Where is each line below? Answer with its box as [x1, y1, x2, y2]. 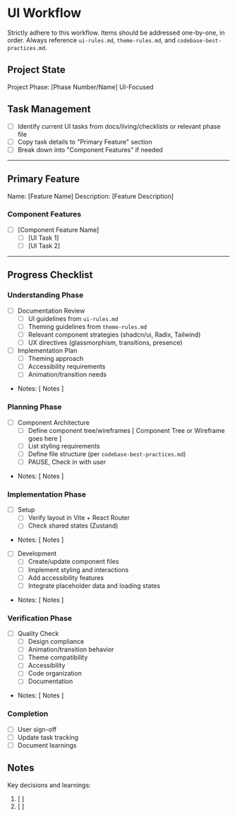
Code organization [28, 669, 83, 678]
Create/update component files [28, 557, 119, 566]
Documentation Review [17, 306, 85, 315]
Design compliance [28, 637, 85, 646]
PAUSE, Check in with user [28, 458, 107, 466]
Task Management [7, 103, 91, 115]
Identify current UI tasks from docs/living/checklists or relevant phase [17, 122, 221, 130]
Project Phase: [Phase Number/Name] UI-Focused [7, 83, 154, 91]
